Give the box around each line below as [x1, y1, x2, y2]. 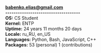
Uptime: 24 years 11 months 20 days [5, 26, 82, 32]
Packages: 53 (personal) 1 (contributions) [5, 42, 93, 47]
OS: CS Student [5, 15, 39, 21]
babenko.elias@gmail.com [5, 5, 63, 10]
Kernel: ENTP [5, 20, 35, 26]
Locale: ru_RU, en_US [5, 31, 51, 37]
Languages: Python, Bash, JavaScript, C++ [5, 36, 96, 42]
